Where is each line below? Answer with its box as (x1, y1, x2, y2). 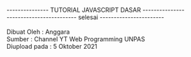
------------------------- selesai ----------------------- (6, 13, 165, 21)
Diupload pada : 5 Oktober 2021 (6, 43, 98, 50)
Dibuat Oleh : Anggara (6, 27, 70, 36)
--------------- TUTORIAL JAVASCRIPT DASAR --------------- (6, 6, 185, 14)
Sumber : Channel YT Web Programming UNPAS (6, 35, 145, 43)
